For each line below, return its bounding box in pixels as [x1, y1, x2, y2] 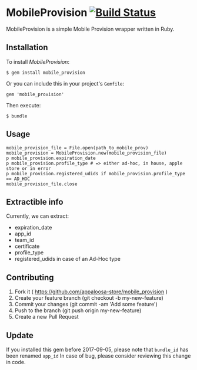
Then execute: [6, 101, 41, 109]
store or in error [6, 165, 51, 171]
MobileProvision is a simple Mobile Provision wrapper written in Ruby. [6, 25, 175, 32]
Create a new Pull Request [14, 313, 79, 320]
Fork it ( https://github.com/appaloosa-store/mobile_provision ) [14, 288, 168, 295]
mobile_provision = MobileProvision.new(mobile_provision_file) [6, 150, 167, 156]
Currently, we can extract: [6, 212, 69, 220]
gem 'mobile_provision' [6, 91, 65, 97]
